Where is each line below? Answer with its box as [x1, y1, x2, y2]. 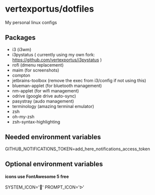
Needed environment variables [5, 133, 101, 142]
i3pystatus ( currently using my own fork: [12, 52, 95, 57]
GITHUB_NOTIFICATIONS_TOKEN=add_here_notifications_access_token [5, 146, 150, 152]
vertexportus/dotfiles [5, 3, 94, 15]
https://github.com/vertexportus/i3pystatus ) [12, 57, 102, 63]
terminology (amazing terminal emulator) [12, 103, 94, 109]
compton [12, 72, 31, 78]
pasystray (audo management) [12, 98, 74, 104]
